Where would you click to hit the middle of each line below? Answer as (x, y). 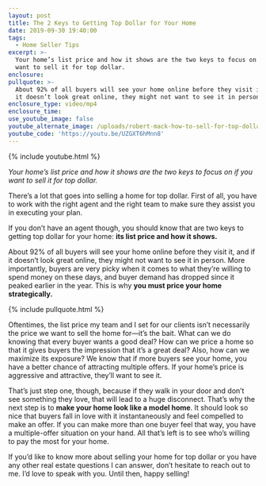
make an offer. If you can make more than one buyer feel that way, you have (132, 424)
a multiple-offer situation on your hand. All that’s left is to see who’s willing (129, 433)
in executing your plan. (46, 212)
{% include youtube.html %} (54, 156)
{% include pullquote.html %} (56, 309)
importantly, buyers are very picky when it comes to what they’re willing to (129, 268)
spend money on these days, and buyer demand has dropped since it (122, 277)
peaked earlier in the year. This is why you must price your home (115, 285)
